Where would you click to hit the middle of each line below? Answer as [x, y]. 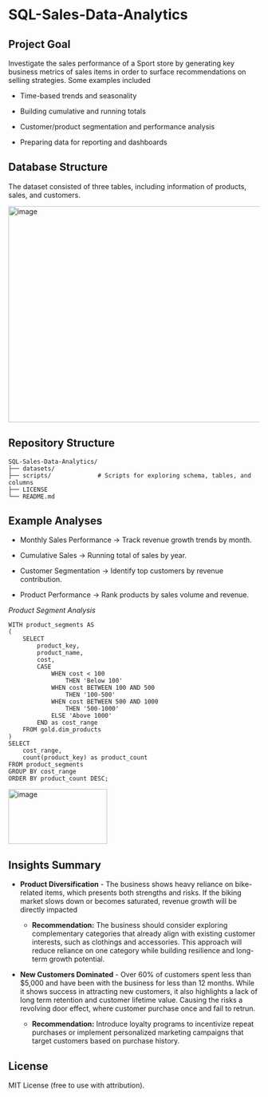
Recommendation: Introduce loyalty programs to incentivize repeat [143, 1024]
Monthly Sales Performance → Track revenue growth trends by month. [136, 540]
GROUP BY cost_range [43, 772]
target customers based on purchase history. [106, 1041]
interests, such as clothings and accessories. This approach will [137, 942]
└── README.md [32, 497]
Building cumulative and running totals [83, 111]
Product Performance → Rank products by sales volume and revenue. [134, 595]
